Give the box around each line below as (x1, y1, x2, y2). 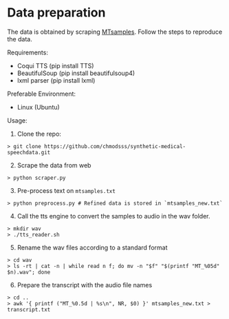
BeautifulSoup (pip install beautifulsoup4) (17, 69, 135, 77)
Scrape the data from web (17, 161, 91, 169)
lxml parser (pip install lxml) (17, 76, 96, 84)
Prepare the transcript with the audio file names (17, 280, 153, 289)
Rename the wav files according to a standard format (17, 243, 168, 251)
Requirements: (7, 48, 48, 56)
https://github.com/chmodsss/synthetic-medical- (43, 143, 186, 150)
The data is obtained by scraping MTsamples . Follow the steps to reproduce (7, 28, 223, 36)
